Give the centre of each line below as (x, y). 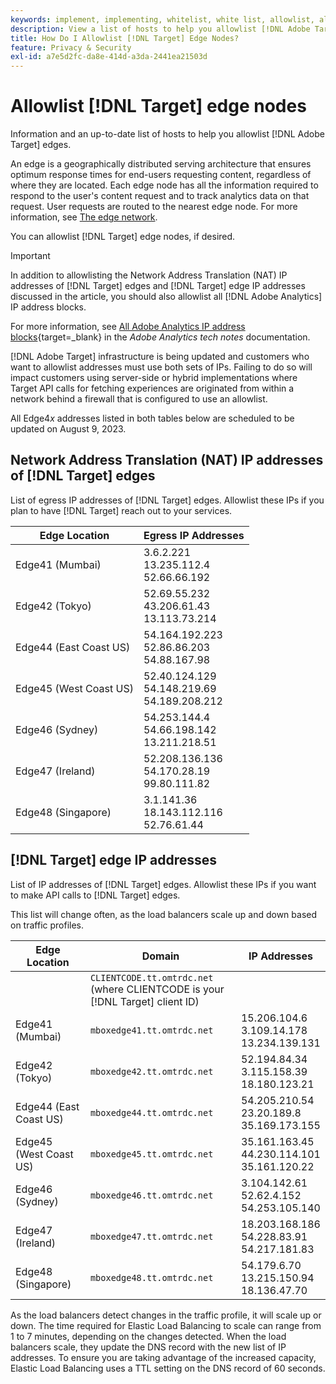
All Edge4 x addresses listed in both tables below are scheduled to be (152, 418)
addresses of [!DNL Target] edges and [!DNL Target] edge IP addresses (158, 286)
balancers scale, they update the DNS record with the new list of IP (148, 1347)
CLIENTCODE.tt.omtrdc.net (151, 977)
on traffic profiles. (47, 925)
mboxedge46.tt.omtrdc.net (151, 1195)
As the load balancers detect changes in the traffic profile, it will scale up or (166, 1315)
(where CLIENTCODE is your (157, 989)
